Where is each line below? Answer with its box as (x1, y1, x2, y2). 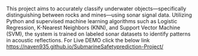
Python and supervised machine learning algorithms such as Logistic (6, 18, 178, 24)
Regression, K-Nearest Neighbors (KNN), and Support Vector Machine (6, 24, 181, 31)
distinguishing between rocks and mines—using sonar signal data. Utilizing (6, 11, 193, 18)
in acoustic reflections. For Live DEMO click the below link (6, 37, 150, 43)
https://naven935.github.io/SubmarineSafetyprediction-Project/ (6, 43, 164, 50)
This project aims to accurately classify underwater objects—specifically (6, 5, 187, 12)
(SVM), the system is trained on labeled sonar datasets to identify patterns (6, 30, 191, 38)
